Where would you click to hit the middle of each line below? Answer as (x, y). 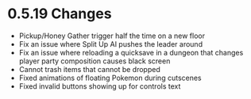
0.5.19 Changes (60, 14)
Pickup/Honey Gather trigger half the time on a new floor (112, 36)
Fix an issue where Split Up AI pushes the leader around (111, 44)
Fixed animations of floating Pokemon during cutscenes (110, 78)
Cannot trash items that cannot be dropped (89, 69)
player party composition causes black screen (95, 61)
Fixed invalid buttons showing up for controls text (100, 86)
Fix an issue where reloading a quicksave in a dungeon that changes (131, 52)
